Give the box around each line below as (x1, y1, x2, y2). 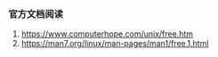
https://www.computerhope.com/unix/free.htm (20, 28, 193, 39)
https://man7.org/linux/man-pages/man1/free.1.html (20, 38, 209, 49)
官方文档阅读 (8, 7, 64, 20)
